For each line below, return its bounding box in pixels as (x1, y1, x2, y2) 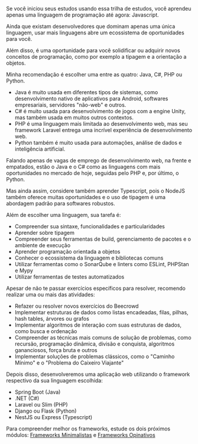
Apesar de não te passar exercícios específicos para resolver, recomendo (6, 285, 186, 292)
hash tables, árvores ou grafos (14, 315, 90, 322)
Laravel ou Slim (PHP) (14, 401, 68, 408)
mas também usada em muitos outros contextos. (14, 114, 134, 121)
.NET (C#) (14, 395, 40, 402)
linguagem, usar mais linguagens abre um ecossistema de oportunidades (6, 29, 184, 36)
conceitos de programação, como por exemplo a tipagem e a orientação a (6, 53, 187, 60)
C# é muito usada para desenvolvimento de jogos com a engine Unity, (14, 108, 186, 114)
